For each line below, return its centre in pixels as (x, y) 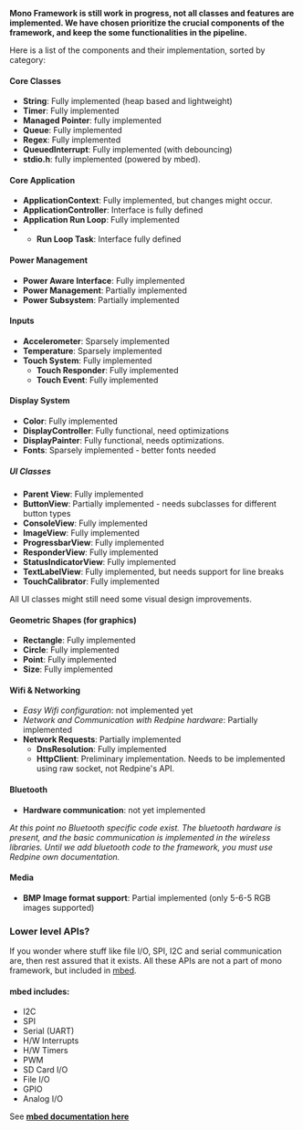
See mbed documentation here (69, 1116)
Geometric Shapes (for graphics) (73, 620)
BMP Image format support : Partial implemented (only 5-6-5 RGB (146, 897)
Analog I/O (43, 1099)
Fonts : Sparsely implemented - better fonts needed (119, 450)
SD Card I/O (45, 1070)
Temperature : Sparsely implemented (92, 351)
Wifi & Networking (45, 690)
